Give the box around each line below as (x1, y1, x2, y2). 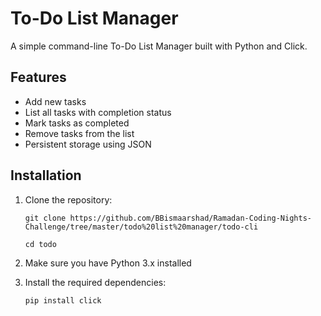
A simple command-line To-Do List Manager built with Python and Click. (10, 40, 308, 52)
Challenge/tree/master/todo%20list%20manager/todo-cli (24, 222, 259, 232)
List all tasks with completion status (24, 106, 172, 118)
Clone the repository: (24, 193, 113, 206)
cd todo (24, 239, 57, 249)
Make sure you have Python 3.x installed (24, 257, 192, 269)
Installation (10, 167, 82, 184)
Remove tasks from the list (24, 127, 135, 139)
